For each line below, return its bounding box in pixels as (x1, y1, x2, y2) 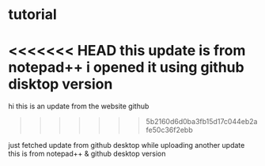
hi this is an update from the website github (8, 101, 150, 111)
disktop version (8, 75, 113, 93)
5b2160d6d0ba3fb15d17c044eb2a (146, 117, 258, 126)
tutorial (8, 6, 57, 24)
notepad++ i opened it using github (8, 58, 244, 77)
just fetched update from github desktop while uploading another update (8, 141, 245, 150)
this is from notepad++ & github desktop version (8, 149, 166, 159)
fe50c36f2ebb (146, 125, 194, 135)
